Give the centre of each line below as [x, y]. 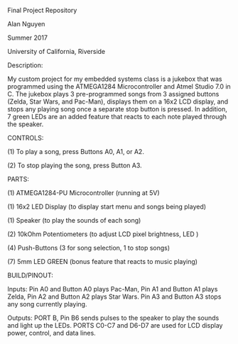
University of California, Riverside [56, 51]
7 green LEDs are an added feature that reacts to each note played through [117, 117]
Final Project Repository [42, 10]
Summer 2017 [28, 38]
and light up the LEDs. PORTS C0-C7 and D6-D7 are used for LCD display [115, 325]
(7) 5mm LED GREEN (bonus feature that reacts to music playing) [102, 261]
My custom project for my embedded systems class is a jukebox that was [115, 79]
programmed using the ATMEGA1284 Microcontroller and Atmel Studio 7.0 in [119, 87]
